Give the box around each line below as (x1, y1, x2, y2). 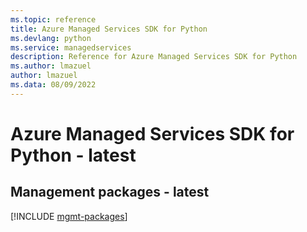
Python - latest (10, 144, 137, 166)
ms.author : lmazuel (10, 61, 92, 71)
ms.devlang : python (10, 33, 92, 43)
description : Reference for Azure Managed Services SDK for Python (10, 52, 298, 62)
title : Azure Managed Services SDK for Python (10, 24, 208, 34)
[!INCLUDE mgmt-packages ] (10, 210, 128, 222)
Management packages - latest (10, 184, 210, 201)
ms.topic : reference (10, 14, 97, 25)
